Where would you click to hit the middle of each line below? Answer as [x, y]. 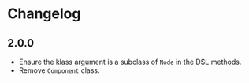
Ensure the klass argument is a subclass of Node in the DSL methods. [130, 62]
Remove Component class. [59, 70]
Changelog [44, 14]
